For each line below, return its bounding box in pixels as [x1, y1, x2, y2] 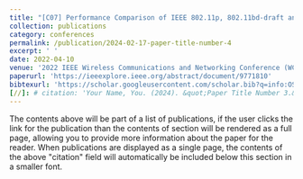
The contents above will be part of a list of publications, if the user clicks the [9, 113, 293, 124]
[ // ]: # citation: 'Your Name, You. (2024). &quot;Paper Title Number [9, 88, 280, 97]
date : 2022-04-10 [9, 55, 75, 64]
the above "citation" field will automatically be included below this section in [9, 151, 292, 162]
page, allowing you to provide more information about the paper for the [9, 132, 273, 143]
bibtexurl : [9, 80, 50, 89]
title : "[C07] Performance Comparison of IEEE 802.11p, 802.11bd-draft [9, 13, 284, 22]
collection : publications [9, 22, 106, 31]
